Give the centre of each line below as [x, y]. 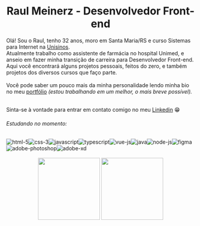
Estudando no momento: [37, 123]
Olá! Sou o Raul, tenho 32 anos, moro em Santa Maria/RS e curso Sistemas [99, 40]
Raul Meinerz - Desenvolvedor [84, 11]
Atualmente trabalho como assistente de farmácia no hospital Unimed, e [95, 53]
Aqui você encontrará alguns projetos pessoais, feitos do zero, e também [97, 66]
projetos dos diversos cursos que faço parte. [62, 72]
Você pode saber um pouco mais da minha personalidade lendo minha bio [98, 85]
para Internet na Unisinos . [38, 47]
